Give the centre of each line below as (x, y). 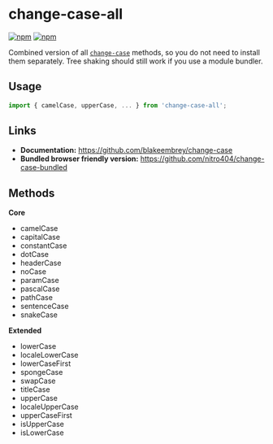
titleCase (35, 390)
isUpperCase (42, 424)
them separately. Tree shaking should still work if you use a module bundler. (136, 61)
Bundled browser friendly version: (79, 159)
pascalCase (40, 289)
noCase (33, 272)
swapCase (38, 381)
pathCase (36, 298)
